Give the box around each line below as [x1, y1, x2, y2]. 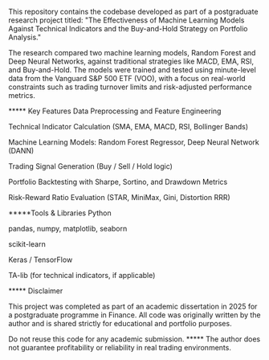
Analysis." [8, 32, 42, 42]
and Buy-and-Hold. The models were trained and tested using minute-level [8, 65, 257, 75]
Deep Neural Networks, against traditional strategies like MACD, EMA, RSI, [8, 56, 255, 66]
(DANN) [8, 146, 35, 155]
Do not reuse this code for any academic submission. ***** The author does [8, 334, 261, 344]
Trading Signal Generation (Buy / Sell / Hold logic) [8, 162, 173, 171]
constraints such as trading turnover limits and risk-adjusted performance [8, 82, 253, 92]
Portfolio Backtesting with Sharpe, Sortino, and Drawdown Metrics [8, 177, 228, 186]
